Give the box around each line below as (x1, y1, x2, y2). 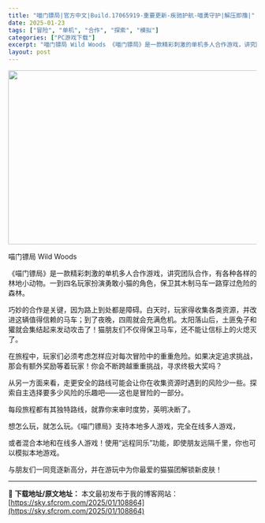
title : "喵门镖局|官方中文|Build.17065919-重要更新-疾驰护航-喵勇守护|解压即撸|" (8, 11, 256, 20)
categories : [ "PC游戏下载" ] (8, 33, 96, 42)
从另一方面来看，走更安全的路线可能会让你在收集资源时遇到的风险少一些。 (8, 378, 250, 387)
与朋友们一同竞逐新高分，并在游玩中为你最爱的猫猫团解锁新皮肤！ (8, 465, 222, 474)
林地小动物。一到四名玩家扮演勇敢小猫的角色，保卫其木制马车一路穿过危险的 (8, 278, 257, 288)
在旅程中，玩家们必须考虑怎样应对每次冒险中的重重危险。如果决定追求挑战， (8, 352, 257, 360)
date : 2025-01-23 (8, 19, 65, 27)
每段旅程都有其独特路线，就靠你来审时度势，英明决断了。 (8, 405, 195, 414)
